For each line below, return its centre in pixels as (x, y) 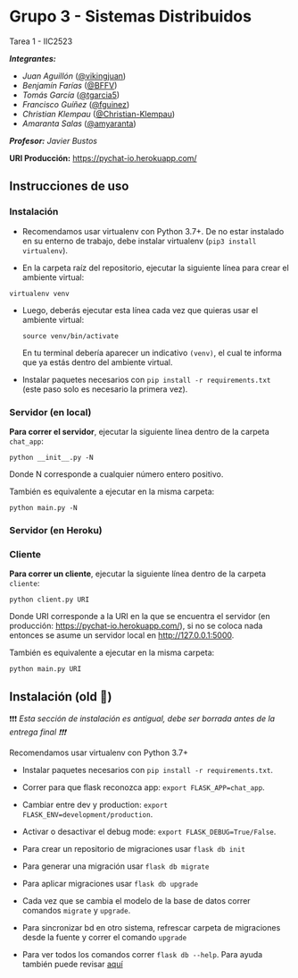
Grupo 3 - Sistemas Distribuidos (131, 17)
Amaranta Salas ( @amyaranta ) (79, 123)
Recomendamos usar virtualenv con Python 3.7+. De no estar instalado (153, 231)
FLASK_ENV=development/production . (87, 814)
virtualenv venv (39, 293)
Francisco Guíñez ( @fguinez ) (76, 104)
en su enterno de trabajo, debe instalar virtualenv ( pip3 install (139, 241)
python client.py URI (50, 600)
